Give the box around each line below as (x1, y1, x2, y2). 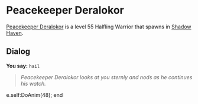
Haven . (6, 29, 24, 36)
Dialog (6, 47, 31, 57)
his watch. (20, 80, 46, 87)
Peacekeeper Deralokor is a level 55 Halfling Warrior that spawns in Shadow (6, 23, 191, 30)
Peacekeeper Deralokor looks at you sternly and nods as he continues (20, 73, 193, 80)
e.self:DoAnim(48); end (6, 91, 63, 98)
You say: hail (6, 62, 40, 69)
